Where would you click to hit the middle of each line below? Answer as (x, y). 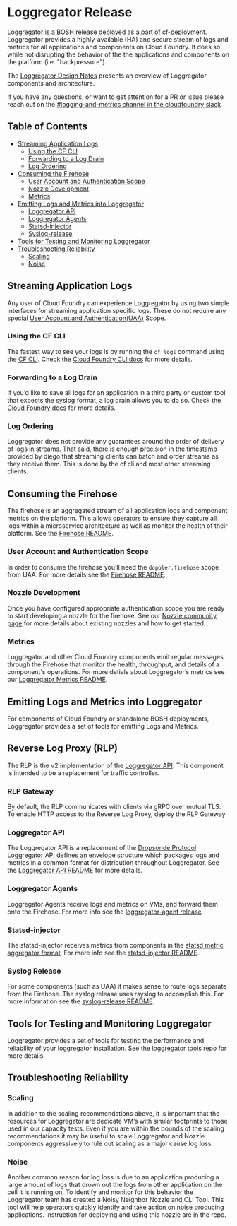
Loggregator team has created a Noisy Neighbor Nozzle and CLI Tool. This (116, 1200)
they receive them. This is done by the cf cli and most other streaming (109, 464)
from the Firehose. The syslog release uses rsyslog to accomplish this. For (116, 994)
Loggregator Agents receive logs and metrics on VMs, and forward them (113, 904)
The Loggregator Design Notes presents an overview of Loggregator (107, 76)
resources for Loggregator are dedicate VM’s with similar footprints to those (117, 1121)
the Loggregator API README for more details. (75, 871)
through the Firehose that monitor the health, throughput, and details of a (114, 664)
